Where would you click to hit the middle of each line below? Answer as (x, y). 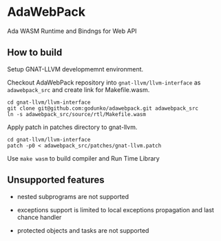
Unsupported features (56, 180)
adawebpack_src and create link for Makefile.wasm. (78, 89)
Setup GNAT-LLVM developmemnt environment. (75, 69)
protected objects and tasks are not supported (83, 230)
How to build (35, 53)
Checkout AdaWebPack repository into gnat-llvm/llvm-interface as (104, 82)
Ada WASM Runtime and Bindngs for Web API (72, 31)
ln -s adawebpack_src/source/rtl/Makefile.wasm (77, 114)
